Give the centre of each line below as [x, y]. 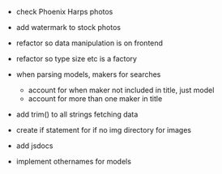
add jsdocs [34, 146]
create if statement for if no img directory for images [104, 130]
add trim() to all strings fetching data [77, 114]
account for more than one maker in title [95, 99]
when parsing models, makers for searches [88, 74]
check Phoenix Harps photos [64, 12]
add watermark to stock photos [68, 27]
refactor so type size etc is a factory [77, 59]
